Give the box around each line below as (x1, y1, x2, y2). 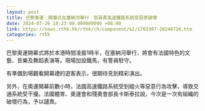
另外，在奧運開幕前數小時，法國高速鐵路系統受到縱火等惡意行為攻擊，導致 (6, 83, 193, 90)
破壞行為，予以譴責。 (6, 98, 60, 106)
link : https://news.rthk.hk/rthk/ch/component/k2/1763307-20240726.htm (6, 26, 192, 32)
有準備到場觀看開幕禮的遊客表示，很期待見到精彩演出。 (6, 70, 145, 77)
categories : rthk (6, 32, 51, 38)
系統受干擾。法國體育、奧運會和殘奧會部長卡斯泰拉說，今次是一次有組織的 (11, 90, 199, 98)
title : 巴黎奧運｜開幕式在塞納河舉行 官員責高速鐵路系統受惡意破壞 (6, 15, 157, 21)
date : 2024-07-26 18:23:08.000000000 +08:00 (6, 20, 121, 26)
